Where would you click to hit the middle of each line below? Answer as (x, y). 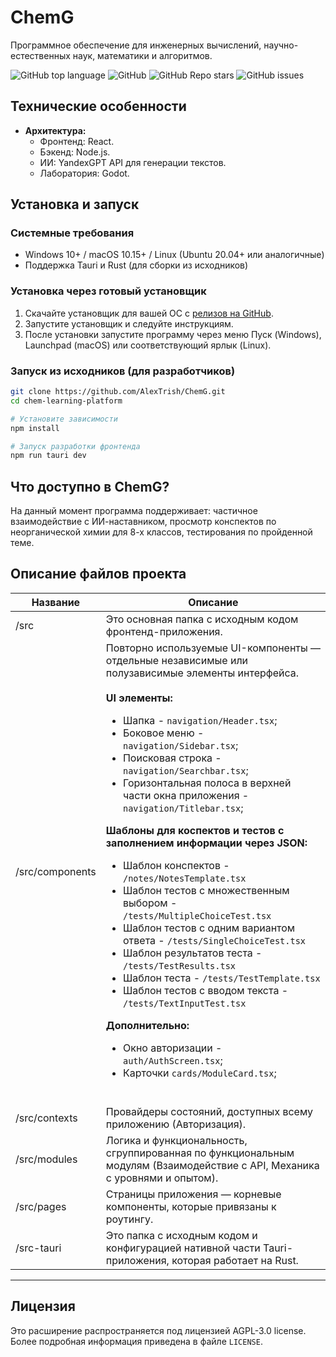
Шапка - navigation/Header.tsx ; (200, 720)
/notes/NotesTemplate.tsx (184, 878)
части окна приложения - (186, 795)
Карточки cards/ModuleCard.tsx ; (199, 1073)
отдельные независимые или (177, 660)
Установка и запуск (75, 204)
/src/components (56, 871)
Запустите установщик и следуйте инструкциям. (129, 323)
